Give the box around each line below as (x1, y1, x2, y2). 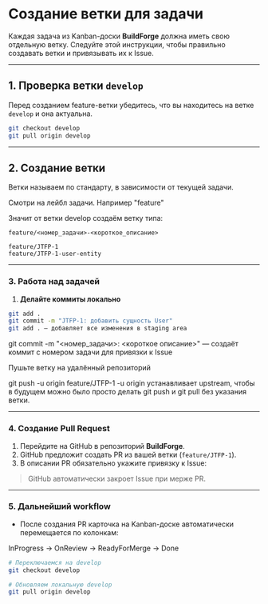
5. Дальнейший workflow (8, 501, 112, 512)
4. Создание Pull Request (8, 423, 110, 434)
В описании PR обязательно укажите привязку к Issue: (19, 458, 207, 468)
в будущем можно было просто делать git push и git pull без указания (8, 387, 247, 397)
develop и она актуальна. (8, 109, 93, 118)
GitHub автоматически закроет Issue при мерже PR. (27, 474, 206, 483)
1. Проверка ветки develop (8, 79, 144, 93)
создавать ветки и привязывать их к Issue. (8, 48, 154, 58)
